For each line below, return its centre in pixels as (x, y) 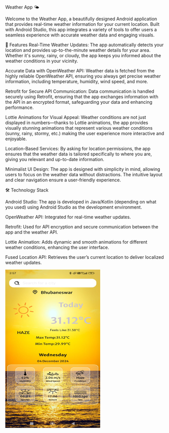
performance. (19, 107)
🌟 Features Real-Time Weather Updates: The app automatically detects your (85, 45)
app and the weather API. (32, 232)
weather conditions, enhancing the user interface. (57, 247)
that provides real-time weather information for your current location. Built (82, 24)
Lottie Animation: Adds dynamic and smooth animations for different (76, 242)
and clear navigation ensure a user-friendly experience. (63, 180)
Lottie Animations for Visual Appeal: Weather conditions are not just (76, 117)
